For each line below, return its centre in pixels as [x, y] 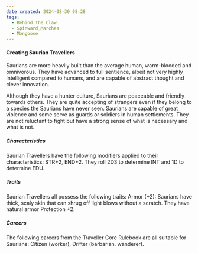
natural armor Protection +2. [40, 209]
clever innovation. [28, 85]
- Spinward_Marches [35, 28]
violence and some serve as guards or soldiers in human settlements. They [98, 115]
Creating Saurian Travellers [40, 52]
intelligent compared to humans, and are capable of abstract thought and [95, 78]
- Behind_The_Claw [34, 22]
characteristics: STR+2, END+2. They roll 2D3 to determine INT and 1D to [95, 162]
